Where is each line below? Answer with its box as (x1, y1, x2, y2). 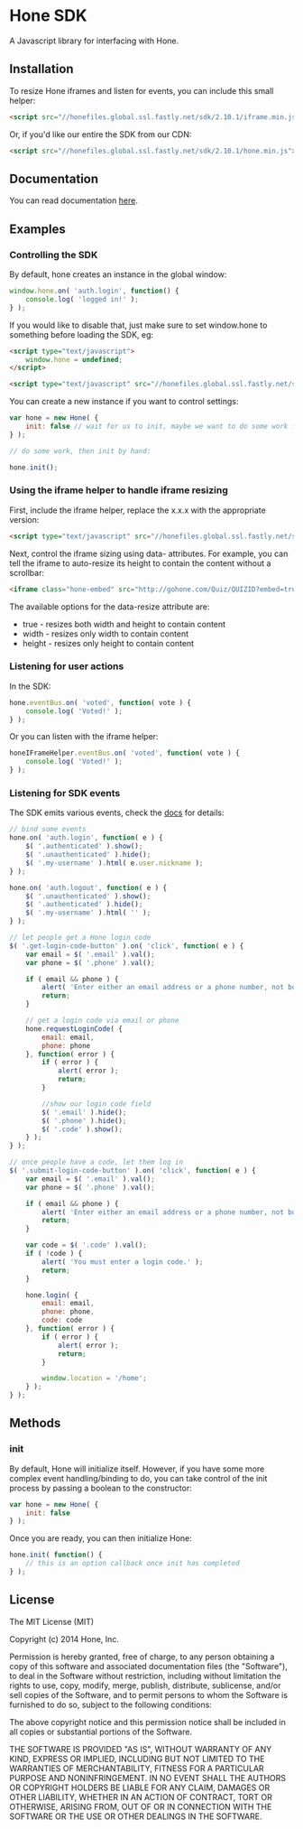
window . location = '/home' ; (41, 1374, 147, 1383)
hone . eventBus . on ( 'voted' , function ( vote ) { (9, 698, 192, 707)
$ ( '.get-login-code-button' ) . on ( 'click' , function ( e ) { (9, 941, 244, 951)
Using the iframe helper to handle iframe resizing (9, 484, 228, 497)
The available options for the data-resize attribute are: (9, 601, 210, 612)
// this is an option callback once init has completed (25, 1559, 241, 1568)
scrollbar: (9, 567, 45, 578)
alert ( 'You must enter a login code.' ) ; (41, 1257, 204, 1267)
